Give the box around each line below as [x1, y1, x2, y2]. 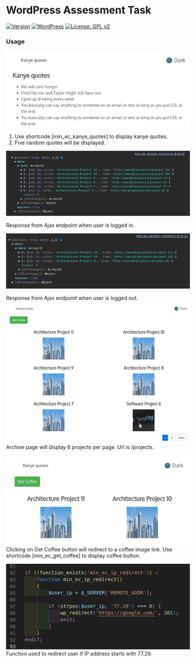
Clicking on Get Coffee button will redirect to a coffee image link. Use [6, 546, 173, 553]
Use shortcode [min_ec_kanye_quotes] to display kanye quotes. [14, 133, 168, 140]
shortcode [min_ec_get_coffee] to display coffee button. [6, 552, 141, 559]
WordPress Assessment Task [6, 4, 152, 17]
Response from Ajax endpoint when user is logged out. [6, 295, 138, 302]
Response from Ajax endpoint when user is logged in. [6, 222, 135, 229]
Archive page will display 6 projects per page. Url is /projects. [6, 443, 155, 450]
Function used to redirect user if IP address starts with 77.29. [6, 650, 153, 657]
